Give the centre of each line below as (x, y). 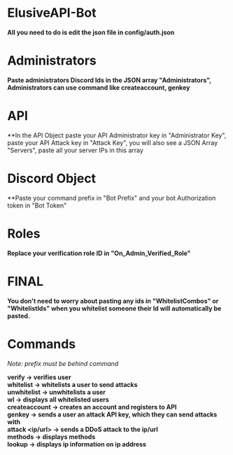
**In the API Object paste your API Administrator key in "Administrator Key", (117, 135)
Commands (42, 344)
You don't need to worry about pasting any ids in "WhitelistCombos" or (113, 301)
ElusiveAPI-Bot (52, 13)
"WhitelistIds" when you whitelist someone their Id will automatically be (114, 308)
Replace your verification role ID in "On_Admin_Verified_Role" (99, 253)
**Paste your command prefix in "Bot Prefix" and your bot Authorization (112, 198)
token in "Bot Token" (37, 205)
